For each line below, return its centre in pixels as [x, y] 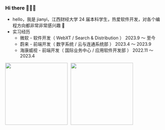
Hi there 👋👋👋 [21, 8]
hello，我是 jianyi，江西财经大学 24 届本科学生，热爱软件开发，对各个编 [86, 19]
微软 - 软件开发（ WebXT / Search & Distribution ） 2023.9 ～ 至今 [87, 38]
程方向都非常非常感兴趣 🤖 [38, 26]
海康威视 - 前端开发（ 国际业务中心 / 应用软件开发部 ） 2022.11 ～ [86, 50]
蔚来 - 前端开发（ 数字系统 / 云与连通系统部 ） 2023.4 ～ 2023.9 [85, 44]
